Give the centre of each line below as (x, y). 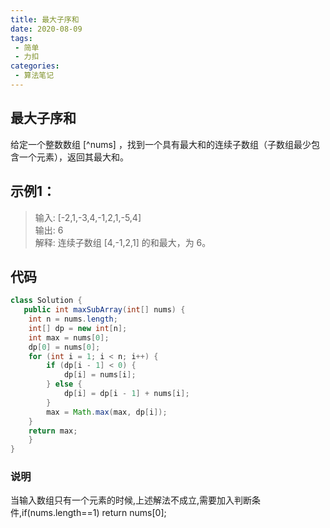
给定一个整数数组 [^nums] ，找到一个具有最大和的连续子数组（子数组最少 (161, 144)
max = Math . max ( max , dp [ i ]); (107, 412)
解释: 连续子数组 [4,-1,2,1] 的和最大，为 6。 (123, 242)
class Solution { (46, 301)
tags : (21, 38)
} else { (64, 384)
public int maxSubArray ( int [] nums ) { (104, 310)
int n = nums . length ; (73, 319)
